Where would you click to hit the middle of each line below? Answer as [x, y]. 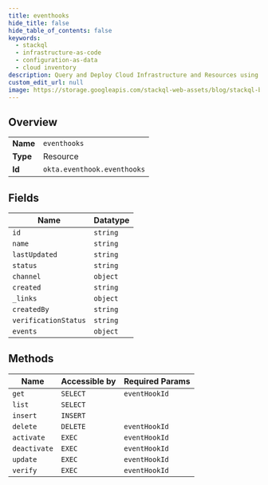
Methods [31, 359]
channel [27, 276]
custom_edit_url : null [46, 82]
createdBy [31, 309]
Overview [33, 122]
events [25, 331]
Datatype [112, 220]
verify [25, 470]
